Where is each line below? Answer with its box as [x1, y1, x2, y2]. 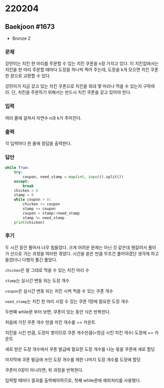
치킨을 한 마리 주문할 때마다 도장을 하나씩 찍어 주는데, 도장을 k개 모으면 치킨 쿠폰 [5, 67, 159, 73]
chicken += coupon [23, 202, 60, 207]
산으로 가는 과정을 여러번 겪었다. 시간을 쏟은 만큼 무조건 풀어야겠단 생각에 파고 [10, 250, 159, 256]
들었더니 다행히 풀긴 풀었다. [5, 257, 58, 263]
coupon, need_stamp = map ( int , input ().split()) [23, 174, 124, 179]
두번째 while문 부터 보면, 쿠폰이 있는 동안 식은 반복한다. [5, 309, 111, 315]
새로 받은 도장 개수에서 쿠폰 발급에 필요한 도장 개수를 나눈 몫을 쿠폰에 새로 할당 [5, 346, 155, 352]
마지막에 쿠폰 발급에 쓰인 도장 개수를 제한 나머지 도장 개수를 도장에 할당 [5, 356, 141, 363]
